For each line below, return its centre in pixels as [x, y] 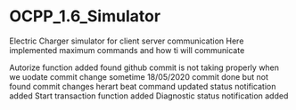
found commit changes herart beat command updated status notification [143, 86]
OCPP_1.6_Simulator [85, 16]
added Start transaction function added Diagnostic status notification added [149, 96]
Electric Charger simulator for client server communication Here [127, 41]
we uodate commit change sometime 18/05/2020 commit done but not [139, 76]
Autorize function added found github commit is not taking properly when [144, 67]
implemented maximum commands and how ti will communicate [127, 50]
